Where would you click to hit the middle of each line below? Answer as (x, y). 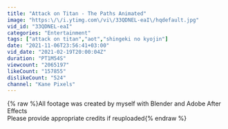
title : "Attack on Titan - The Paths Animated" (77, 13)
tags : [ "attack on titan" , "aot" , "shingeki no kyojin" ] (88, 39)
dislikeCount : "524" (37, 78)
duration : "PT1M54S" (37, 59)
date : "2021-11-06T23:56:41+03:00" (58, 46)
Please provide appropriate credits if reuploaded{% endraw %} (97, 119)
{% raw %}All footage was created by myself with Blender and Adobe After (114, 103)
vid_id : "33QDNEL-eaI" (40, 26)
